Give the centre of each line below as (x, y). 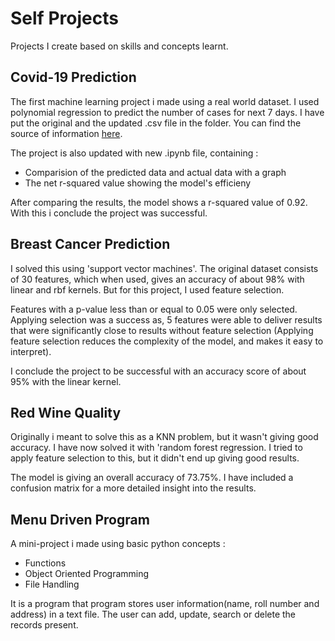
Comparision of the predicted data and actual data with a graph (155, 172)
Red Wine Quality (66, 412)
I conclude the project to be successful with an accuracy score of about (158, 371)
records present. (44, 625)
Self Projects (64, 18)
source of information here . (66, 133)
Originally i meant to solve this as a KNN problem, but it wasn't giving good (164, 437)
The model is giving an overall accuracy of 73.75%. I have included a (152, 478)
